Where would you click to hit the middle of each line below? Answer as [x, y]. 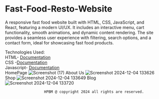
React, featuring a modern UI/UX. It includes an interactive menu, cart [75, 27]
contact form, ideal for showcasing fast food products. [59, 42]
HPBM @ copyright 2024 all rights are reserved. [94, 92]
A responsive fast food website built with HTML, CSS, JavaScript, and [75, 22]
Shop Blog [50, 78]
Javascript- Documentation [32, 67]
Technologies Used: [25, 52]
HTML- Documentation [28, 57]
